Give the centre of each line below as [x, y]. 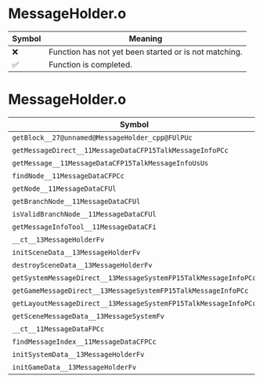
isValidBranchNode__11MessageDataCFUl [84, 214]
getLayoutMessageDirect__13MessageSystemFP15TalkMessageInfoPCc [134, 303]
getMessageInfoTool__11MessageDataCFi [84, 227]
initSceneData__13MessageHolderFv [76, 252]
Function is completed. [90, 64]
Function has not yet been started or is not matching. [145, 52]
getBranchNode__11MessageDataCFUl [76, 201]
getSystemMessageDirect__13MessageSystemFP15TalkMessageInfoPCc [134, 278]
